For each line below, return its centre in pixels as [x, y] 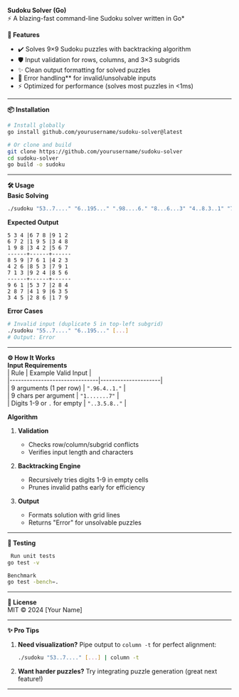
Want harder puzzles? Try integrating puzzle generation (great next [117, 671]
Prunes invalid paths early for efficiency [87, 487]
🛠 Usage [21, 185]
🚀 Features [24, 35]
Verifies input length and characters [81, 452]
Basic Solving [28, 196]
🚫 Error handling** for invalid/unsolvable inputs [87, 78]
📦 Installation [28, 109]
